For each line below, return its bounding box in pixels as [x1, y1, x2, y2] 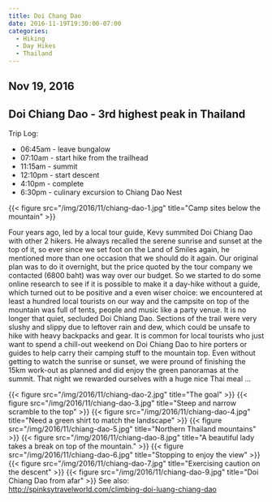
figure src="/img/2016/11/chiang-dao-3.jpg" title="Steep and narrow [8, 398, 237, 408]
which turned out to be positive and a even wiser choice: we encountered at [8, 288, 263, 298]
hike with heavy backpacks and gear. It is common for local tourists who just [8, 331, 265, 341]
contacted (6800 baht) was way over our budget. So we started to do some [8, 271, 261, 281]
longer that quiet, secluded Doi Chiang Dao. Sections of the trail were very [8, 314, 257, 324]
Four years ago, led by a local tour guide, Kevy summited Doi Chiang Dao [8, 228, 253, 238]
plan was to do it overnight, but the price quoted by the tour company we [8, 262, 253, 272]
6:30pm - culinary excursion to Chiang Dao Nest [19, 187, 183, 197]
